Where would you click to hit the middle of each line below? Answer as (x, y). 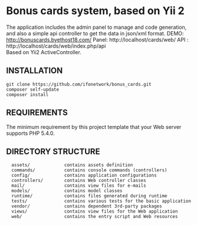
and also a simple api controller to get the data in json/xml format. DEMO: (95, 33)
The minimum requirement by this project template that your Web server (94, 127)
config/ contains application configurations (84, 176)
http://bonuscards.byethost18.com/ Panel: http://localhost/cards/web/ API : (97, 39)
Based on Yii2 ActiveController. (44, 52)
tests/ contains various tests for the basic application (101, 201)
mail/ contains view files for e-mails (79, 186)
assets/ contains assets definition (72, 165)
